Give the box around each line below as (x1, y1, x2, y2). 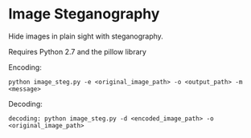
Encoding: (8, 62, 42, 72)
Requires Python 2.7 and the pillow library (8, 47, 147, 56)
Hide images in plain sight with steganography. (8, 31, 163, 41)
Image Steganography (8, 5, 160, 23)
